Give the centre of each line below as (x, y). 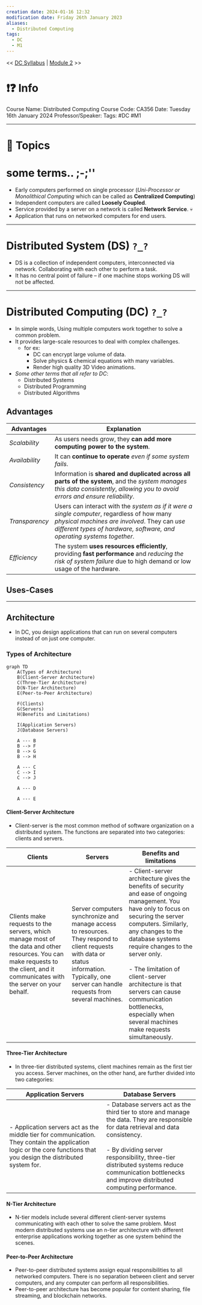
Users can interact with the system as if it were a (123, 506)
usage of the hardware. (87, 569)
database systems (154, 939)
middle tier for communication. (53, 1134)
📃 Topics (28, 145)
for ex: (32, 348)
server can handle (97, 984)
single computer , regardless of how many (113, 514)
